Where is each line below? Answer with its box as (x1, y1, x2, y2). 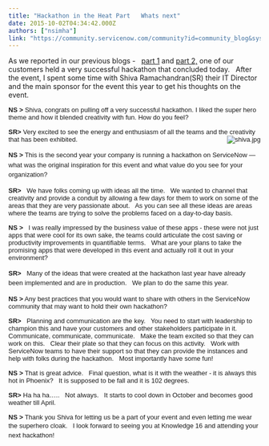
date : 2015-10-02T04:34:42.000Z (8, 19, 116, 27)
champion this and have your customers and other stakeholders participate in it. (8, 324, 238, 333)
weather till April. (8, 398, 56, 407)
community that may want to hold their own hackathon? (8, 302, 168, 310)
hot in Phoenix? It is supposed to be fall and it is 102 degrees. (8, 376, 190, 385)
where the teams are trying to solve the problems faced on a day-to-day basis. (8, 209, 234, 217)
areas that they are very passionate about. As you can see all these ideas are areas (8, 201, 253, 209)
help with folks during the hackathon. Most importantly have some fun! (8, 354, 214, 363)
